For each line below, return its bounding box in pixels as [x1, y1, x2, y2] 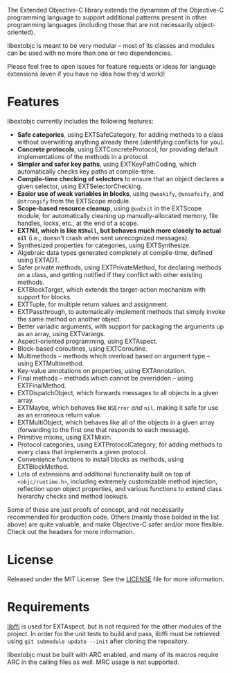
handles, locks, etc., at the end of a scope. [17, 219, 139, 227]
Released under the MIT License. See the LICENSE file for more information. [7, 574, 224, 583]
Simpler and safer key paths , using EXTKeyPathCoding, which [17, 160, 197, 168]
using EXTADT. [17, 256, 60, 264]
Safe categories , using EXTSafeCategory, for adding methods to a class [17, 130, 224, 138]
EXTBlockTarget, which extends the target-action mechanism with [17, 285, 206, 294]
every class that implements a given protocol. [17, 447, 148, 456]
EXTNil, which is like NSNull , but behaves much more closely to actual [17, 226, 222, 235]
